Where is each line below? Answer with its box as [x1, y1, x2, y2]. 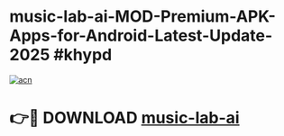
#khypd [53, 45, 113, 65]
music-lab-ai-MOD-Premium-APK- [9, 6, 277, 27]
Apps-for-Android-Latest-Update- [9, 25, 273, 46]
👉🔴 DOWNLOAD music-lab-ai [9, 108, 241, 128]
